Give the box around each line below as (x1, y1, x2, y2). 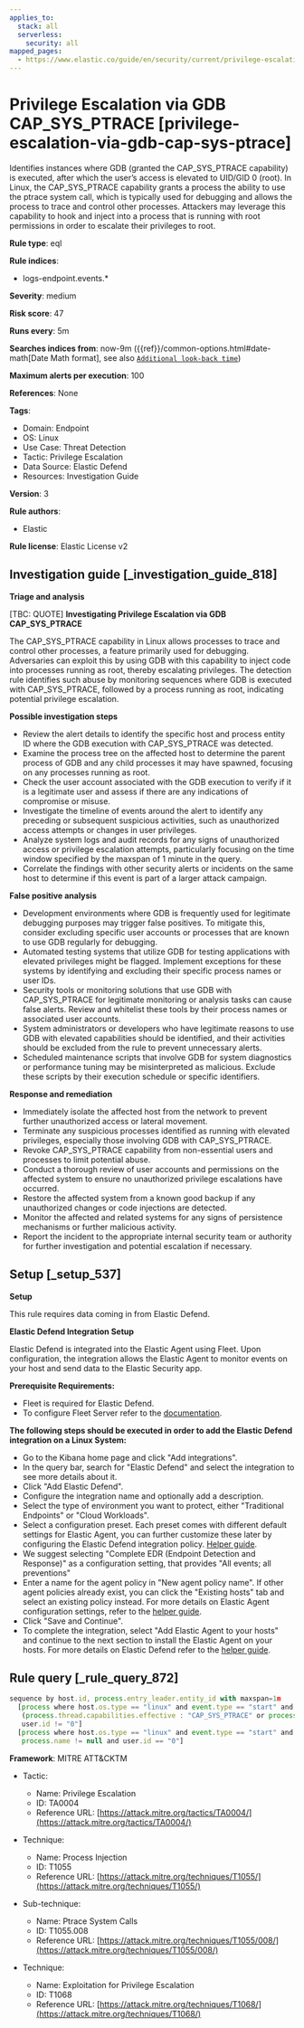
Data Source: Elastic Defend (22, 460, 128, 471)
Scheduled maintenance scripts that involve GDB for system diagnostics (22, 1051, 292, 1063)
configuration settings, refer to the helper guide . (22, 1606, 202, 1616)
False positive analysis (9, 890, 97, 901)
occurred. (22, 1182, 60, 1194)
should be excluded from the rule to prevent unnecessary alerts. (22, 1042, 262, 1053)
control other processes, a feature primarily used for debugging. (9, 645, 250, 656)
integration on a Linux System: (9, 1435, 127, 1445)
